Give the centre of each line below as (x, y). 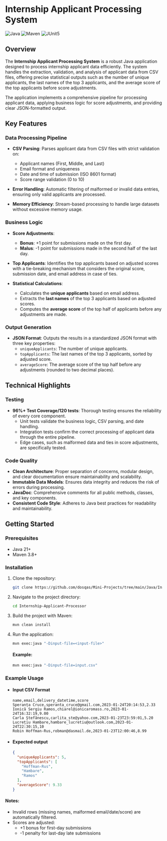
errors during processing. (39, 488)
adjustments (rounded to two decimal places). (67, 370)
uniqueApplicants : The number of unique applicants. (74, 349)
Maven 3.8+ (25, 554)
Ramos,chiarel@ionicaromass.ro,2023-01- (86, 709)
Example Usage (24, 678)
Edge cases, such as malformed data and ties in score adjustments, (89, 442)
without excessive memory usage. (48, 209)
